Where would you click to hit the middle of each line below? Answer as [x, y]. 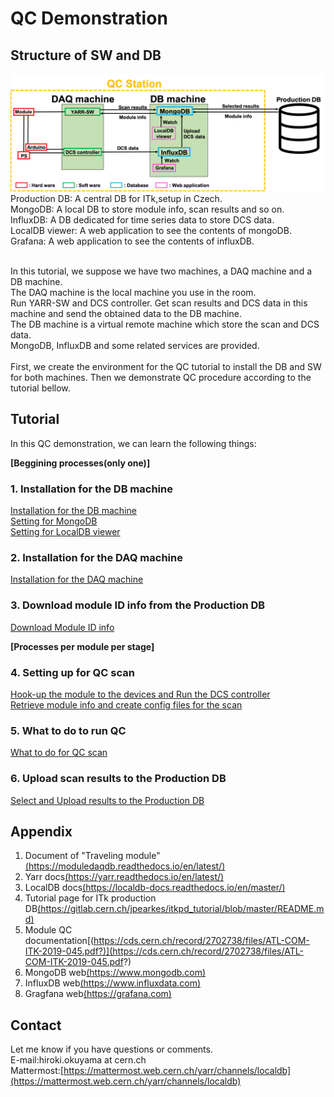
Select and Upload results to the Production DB [107, 800]
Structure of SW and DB [86, 55]
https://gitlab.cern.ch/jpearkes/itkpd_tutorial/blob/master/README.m [182, 909]
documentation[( [59, 941]
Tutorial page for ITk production [90, 898]
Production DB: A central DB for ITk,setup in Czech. [116, 199]
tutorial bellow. [40, 388]
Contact [36, 1025]
